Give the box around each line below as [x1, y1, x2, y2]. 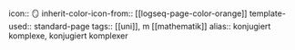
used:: [8, 21, 33, 31]
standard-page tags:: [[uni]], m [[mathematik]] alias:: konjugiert [34, 21, 271, 31]
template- [249, 8, 286, 19]
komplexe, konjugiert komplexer [8, 30, 128, 41]
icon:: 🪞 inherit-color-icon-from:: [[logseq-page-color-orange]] [8, 8, 248, 19]
